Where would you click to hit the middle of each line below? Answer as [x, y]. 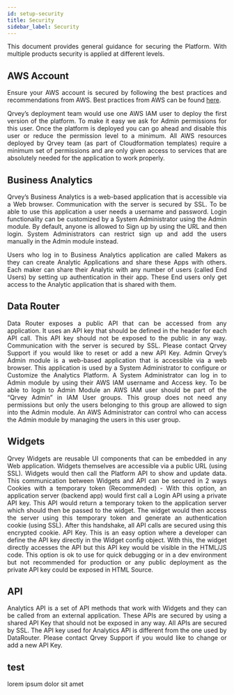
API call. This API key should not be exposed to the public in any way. [117, 338]
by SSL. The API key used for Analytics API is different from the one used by [117, 630]
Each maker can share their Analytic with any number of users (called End [117, 270]
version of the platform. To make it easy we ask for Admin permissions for [117, 121]
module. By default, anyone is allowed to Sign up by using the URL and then [117, 226]
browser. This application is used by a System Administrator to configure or [117, 368]
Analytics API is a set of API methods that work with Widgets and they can [117, 608]
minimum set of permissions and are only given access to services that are [117, 151]
